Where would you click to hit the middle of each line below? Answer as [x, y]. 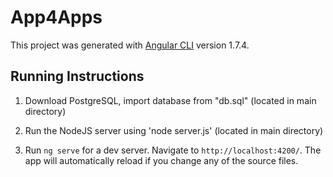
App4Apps [56, 17]
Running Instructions [77, 76]
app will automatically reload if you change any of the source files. [161, 160]
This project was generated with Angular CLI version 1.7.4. [130, 45]
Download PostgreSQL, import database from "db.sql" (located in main [170, 100]
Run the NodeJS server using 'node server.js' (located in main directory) [174, 130]
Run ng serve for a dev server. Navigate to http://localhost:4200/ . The [173, 150]
